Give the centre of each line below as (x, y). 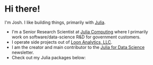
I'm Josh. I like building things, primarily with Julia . (55, 22)
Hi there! (22, 9)
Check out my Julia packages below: (48, 57)
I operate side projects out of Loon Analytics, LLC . (62, 42)
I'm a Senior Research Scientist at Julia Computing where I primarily (80, 32)
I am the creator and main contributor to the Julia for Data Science (78, 47)
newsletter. (23, 52)
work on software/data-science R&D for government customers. (76, 37)
